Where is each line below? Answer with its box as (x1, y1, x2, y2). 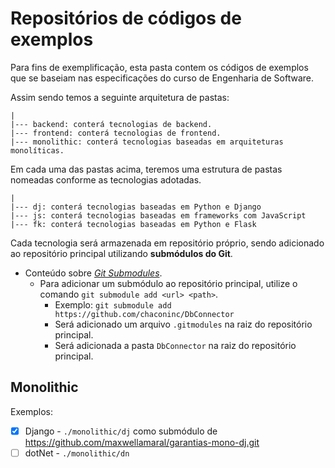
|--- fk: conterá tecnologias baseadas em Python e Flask (10, 219, 257, 229)
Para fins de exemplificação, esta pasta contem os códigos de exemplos (10, 61, 309, 73)
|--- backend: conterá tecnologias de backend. (10, 119, 213, 129)
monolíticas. (10, 145, 65, 156)
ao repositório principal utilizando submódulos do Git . (10, 247, 233, 259)
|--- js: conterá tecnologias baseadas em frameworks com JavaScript (10, 210, 307, 221)
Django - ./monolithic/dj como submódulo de (24, 425, 218, 437)
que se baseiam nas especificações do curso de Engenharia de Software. (10, 72, 314, 84)
